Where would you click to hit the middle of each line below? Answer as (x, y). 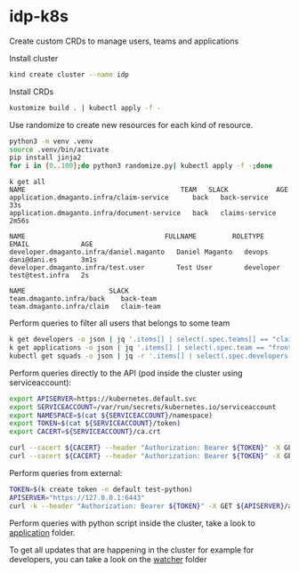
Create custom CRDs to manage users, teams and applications (124, 41)
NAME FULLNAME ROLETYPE (137, 237)
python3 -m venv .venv (51, 141)
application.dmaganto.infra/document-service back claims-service (143, 214)
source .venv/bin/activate (59, 149)
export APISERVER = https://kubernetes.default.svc (103, 399)
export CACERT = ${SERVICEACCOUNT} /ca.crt (85, 432)
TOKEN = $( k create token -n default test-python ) (101, 489)
